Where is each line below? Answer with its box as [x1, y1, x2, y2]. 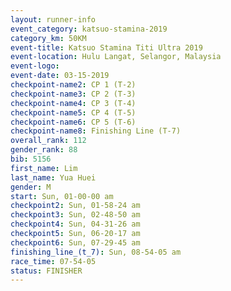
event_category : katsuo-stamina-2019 [10, 24, 168, 34]
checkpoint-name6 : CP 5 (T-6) [10, 117, 137, 127]
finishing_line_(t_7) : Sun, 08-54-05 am [10, 247, 182, 257]
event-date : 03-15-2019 [10, 71, 110, 81]
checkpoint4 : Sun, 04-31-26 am [10, 219, 141, 230]
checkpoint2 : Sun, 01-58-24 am [10, 201, 141, 211]
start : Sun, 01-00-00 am [10, 191, 114, 201]
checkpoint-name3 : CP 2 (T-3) [10, 89, 137, 99]
